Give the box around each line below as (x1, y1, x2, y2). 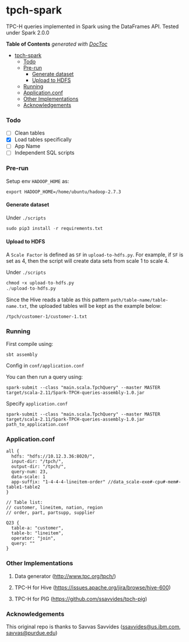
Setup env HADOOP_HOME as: (6, 177, 69, 184)
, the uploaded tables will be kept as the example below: (27, 302, 162, 309)
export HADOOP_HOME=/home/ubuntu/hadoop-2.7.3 (6, 188, 121, 195)
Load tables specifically (14, 136, 72, 143)
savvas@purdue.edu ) (6, 630, 58, 636)
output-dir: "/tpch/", (11, 464, 66, 470)
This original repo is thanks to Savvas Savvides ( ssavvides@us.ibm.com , (6, 623, 181, 630)
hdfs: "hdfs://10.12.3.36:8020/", (11, 454, 95, 459)
